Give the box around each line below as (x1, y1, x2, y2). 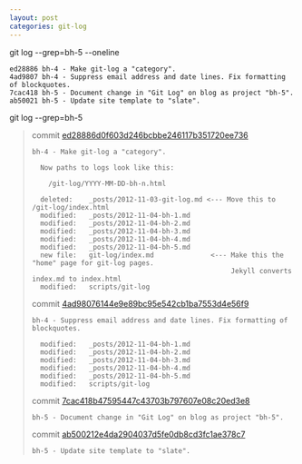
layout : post (9, 13, 59, 23)
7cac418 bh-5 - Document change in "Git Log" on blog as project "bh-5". (9, 88, 295, 97)
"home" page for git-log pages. (31, 258, 154, 268)
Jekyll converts (230, 266, 292, 275)
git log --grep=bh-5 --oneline (9, 46, 120, 57)
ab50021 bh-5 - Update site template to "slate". (9, 96, 201, 105)
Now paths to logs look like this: (40, 163, 175, 173)
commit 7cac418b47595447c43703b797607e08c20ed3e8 (31, 395, 250, 406)
